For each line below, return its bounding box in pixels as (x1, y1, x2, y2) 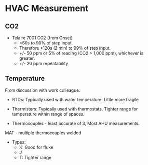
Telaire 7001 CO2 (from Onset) (12, 35, 73, 41)
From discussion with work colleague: (5, 87, 81, 93)
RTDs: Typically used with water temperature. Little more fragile (12, 96, 139, 102)
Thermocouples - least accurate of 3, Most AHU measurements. (12, 120, 140, 126)
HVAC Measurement (5, 3, 89, 14)
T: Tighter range (19, 154, 52, 160)
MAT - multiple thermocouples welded (5, 130, 81, 136)
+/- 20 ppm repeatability (19, 61, 68, 66)
